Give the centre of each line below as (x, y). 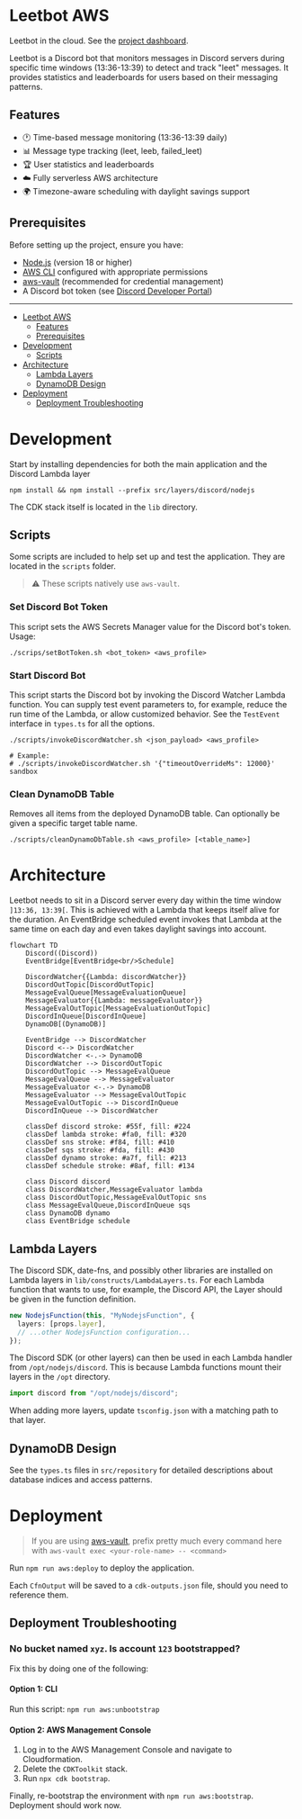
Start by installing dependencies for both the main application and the (138, 464)
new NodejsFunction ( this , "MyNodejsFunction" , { (102, 1315)
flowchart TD (34, 946)
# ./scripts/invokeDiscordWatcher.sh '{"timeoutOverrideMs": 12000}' (142, 763)
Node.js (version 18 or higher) (77, 262)
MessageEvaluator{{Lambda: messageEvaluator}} (114, 1001)
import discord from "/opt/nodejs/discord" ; (94, 1393)
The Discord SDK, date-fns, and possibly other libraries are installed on (141, 1270)
